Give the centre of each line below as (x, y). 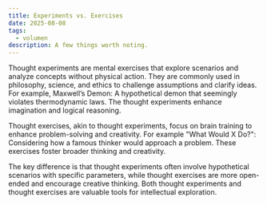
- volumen (32, 38)
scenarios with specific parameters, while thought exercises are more (123, 175)
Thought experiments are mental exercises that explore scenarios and (124, 68)
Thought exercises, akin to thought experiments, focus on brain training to (130, 126)
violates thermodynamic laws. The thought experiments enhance (115, 102)
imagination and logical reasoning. (65, 110)
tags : (17, 30)
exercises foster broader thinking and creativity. (87, 152)
